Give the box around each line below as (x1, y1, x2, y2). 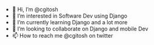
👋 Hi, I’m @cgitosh (12, 6, 59, 13)
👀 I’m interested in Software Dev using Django (12, 12, 128, 19)
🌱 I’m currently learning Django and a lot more (12, 19, 128, 26)
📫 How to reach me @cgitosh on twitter (12, 32, 113, 39)
